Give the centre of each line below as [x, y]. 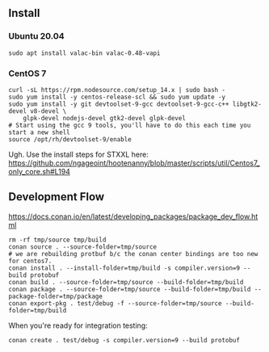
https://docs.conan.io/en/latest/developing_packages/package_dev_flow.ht [133, 216]
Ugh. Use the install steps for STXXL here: [79, 154]
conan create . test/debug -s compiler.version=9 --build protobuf [124, 340]
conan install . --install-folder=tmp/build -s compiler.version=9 [124, 268]
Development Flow [57, 197]
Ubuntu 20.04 [36, 36]
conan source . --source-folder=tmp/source [83, 247]
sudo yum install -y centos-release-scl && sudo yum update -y [117, 97]
